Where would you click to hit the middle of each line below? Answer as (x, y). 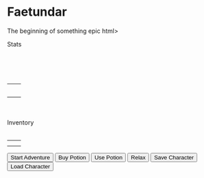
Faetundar (37, 12)
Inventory (21, 122)
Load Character (30, 166)
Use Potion (109, 157)
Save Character (174, 157)
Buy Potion (72, 157)
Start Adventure (30, 157)
